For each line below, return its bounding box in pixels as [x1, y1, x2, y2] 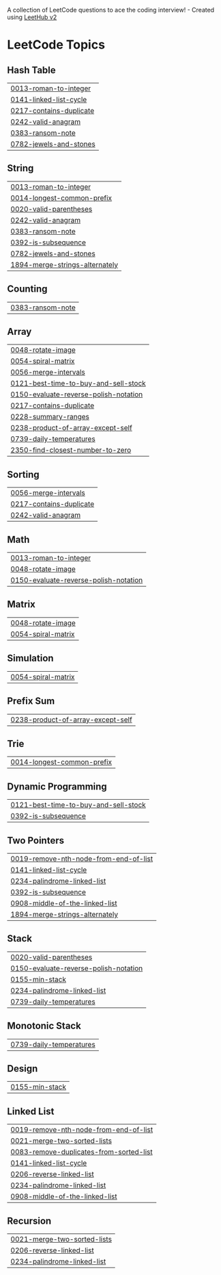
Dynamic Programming [7, 781, 107, 792]
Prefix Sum [7, 695, 55, 707]
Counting [7, 283, 48, 295]
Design [7, 1063, 38, 1074]
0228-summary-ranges [10, 412, 90, 422]
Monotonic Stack [7, 1020, 82, 1032]
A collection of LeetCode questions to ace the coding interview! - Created [7, 6, 215, 14]
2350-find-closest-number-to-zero [10, 445, 132, 455]
